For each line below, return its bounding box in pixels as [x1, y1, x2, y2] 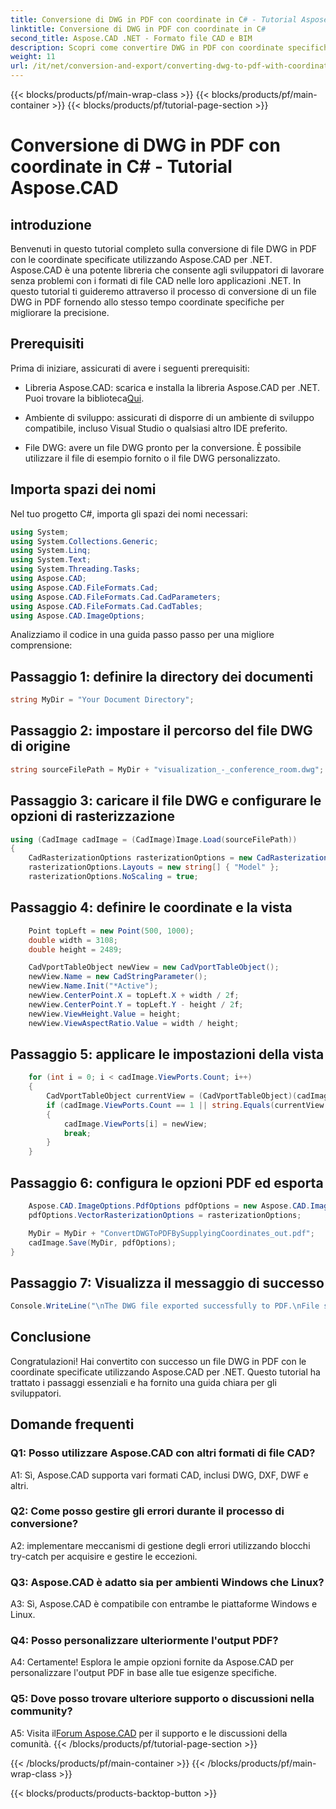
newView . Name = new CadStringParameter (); [28, 972, 208, 982]
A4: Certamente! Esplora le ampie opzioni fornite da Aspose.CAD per [10, 1656, 294, 1668]
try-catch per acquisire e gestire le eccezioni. [10, 1550, 198, 1562]
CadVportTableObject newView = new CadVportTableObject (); [28, 962, 280, 973]
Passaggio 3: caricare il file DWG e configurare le [10, 792, 322, 810]
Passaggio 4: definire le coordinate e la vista [10, 899, 293, 916]
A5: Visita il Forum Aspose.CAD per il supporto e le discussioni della [10, 1727, 288, 1739]
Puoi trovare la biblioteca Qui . [24, 392, 145, 404]
